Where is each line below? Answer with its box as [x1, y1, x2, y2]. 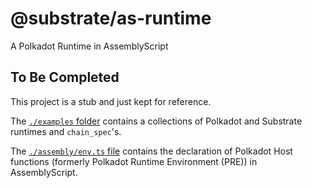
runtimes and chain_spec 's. [10, 125, 122, 137]
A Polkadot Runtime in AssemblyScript [10, 40, 169, 52]
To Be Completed [10, 69, 120, 86]
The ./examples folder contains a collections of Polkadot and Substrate [10, 115, 303, 127]
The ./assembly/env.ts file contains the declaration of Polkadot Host [10, 145, 293, 157]
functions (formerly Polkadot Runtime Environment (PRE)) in [10, 155, 258, 167]
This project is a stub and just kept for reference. [10, 95, 212, 107]
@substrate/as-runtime [10, 7, 212, 30]
